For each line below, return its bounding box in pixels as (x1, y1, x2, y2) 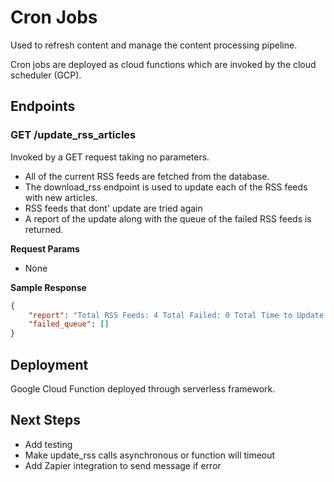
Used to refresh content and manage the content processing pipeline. (10, 39, 298, 51)
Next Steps (10, 412, 81, 429)
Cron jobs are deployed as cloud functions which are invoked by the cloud (10, 58, 317, 70)
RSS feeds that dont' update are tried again (24, 202, 203, 214)
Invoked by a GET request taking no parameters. (10, 151, 210, 163)
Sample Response (10, 281, 87, 293)
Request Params (10, 242, 80, 255)
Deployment (10, 356, 89, 373)
